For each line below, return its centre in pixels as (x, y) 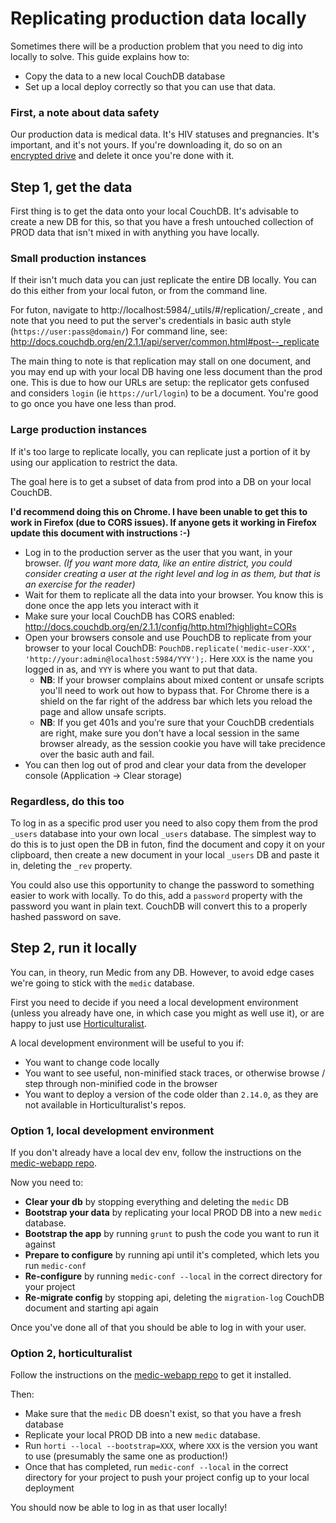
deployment (49, 1488)
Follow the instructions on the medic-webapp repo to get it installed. (151, 1375)
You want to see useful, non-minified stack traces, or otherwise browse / (175, 1073)
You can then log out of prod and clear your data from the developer (165, 764)
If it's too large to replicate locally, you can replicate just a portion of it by (160, 451)
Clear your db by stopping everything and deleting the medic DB (157, 1202)
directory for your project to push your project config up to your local (167, 1478)
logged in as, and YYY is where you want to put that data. (141, 669)
